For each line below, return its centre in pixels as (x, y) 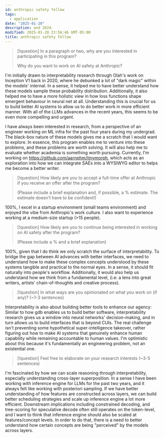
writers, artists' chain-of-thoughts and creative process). (62, 282)
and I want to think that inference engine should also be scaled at (71, 414)
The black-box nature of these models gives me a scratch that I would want (81, 137)
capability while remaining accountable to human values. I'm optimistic (76, 338)
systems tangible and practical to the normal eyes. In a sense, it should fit (79, 267)
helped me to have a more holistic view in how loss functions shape (73, 96)
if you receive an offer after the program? (59, 183)
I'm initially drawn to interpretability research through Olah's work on (74, 75)
